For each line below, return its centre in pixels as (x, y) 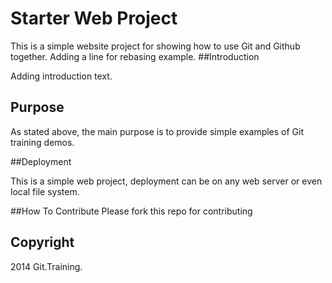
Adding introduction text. (61, 76)
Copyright (42, 242)
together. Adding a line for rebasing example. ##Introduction (135, 56)
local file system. (45, 191)
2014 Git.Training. (46, 266)
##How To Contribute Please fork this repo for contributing (131, 211)
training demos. (42, 142)
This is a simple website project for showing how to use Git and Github (155, 46)
